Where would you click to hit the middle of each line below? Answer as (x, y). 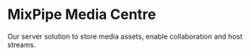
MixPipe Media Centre (82, 15)
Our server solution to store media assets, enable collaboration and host (125, 36)
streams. (22, 44)
